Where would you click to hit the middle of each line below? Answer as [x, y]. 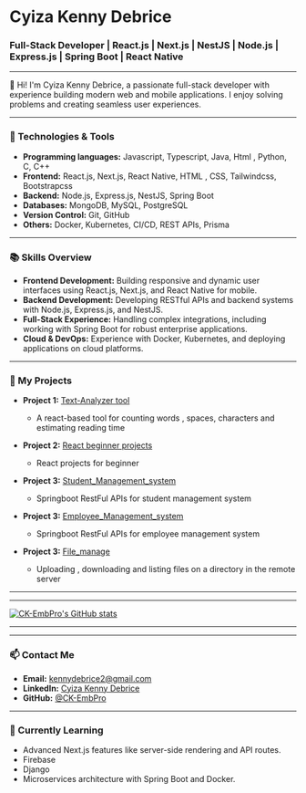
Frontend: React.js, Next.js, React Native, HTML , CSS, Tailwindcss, [149, 176]
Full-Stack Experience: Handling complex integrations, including [144, 319]
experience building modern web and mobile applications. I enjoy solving [147, 95]
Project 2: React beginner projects [87, 445]
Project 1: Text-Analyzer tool [76, 401]
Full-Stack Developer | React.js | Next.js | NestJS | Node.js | [144, 46]
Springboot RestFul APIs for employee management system [148, 534]
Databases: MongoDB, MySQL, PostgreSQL [105, 205]
